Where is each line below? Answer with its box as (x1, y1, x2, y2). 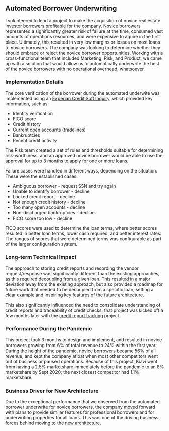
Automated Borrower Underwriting (5, 4, 117, 13)
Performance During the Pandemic (5, 325, 92, 332)
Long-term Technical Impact (5, 254, 77, 261)
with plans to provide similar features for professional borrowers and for (5, 409, 155, 415)
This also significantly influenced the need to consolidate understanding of (5, 302, 161, 308)
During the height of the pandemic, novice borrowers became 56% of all (5, 348, 156, 354)
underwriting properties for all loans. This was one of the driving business (5, 415, 159, 420)
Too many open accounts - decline (12, 204, 85, 210)
